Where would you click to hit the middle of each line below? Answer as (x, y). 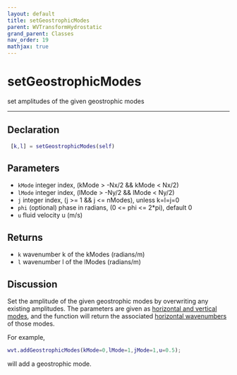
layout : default (31, 14)
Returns (25, 237)
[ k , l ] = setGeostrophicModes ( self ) (62, 146)
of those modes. (31, 324)
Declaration (34, 130)
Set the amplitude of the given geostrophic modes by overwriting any (108, 302)
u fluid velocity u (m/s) (50, 215)
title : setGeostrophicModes (49, 20)
